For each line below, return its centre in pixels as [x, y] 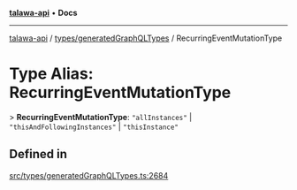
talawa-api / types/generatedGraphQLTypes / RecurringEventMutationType [146, 38]
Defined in [38, 154]
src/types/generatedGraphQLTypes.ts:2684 [89, 175]
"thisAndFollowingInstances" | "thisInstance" [94, 126]
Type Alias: [52, 74]
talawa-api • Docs [43, 13]
